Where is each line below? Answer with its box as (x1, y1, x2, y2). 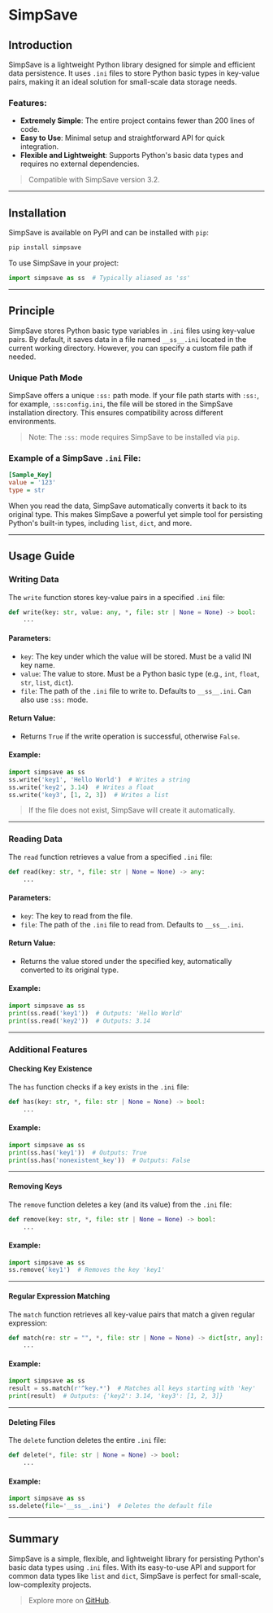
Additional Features (8, 1044, 88, 1055)
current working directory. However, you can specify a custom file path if (8, 343, 253, 353)
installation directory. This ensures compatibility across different (8, 407, 223, 417)
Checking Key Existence (8, 1064, 93, 1074)
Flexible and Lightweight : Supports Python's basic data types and (19, 151, 244, 160)
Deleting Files (8, 1417, 56, 1427)
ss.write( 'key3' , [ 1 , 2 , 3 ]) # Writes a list (8, 791, 169, 799)
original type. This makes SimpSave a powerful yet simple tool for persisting (8, 509, 263, 519)
